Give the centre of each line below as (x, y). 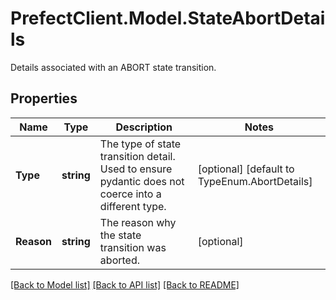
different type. (133, 206)
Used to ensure (136, 169)
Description (144, 127)
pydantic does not (142, 181)
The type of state (140, 144)
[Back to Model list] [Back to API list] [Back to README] (125, 284)
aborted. (119, 260)
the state (120, 235)
